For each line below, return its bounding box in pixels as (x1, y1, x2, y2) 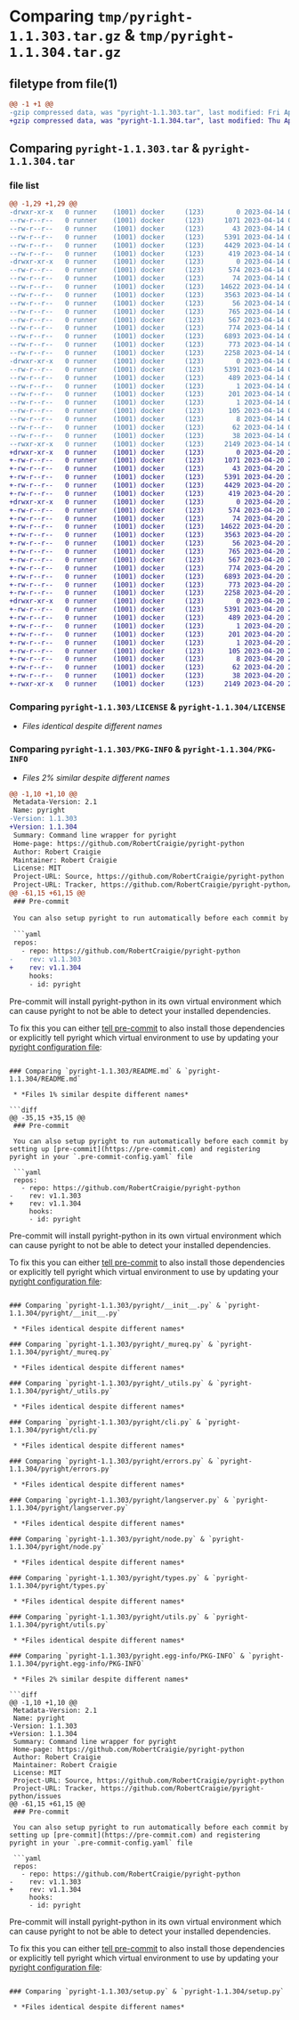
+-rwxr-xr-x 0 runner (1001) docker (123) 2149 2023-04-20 (9, 679, 285, 689)
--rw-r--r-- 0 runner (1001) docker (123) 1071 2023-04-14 (9, 216, 285, 225)
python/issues (9, 1791, 62, 1800)
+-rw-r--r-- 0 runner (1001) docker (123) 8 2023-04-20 (9, 654, 285, 664)
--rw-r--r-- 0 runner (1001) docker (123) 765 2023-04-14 (9, 307, 285, 316)
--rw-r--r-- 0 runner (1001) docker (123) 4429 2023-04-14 (9, 240, 285, 250)
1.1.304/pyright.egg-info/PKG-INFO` (9, 1659, 145, 1668)
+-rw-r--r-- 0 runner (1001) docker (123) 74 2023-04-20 (9, 514, 285, 523)
